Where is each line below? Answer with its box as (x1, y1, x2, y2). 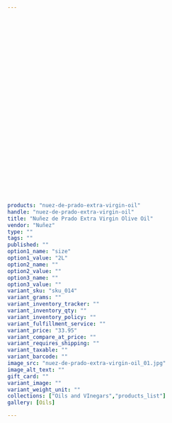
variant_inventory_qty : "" (7, 307, 87, 314)
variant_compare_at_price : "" (7, 333, 97, 340)
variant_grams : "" (7, 294, 62, 301)
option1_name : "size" (7, 248, 71, 255)
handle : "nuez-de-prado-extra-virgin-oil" (7, 208, 134, 216)
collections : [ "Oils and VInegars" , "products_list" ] (7, 393, 166, 400)
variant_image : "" (7, 379, 62, 386)
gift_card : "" (7, 373, 50, 380)
